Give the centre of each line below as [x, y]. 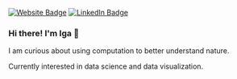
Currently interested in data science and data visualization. [106, 67]
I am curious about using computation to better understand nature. [119, 51]
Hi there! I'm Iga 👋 [44, 33]
